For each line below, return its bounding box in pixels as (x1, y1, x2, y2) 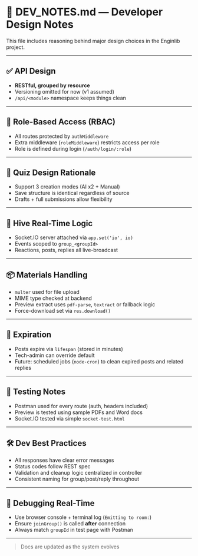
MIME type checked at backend (14, 294, 93, 302)
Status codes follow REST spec (14, 463, 91, 470)
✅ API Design (6, 66, 56, 76)
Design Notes (6, 18, 74, 31)
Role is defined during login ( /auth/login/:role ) (14, 145, 131, 152)
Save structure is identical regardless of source (14, 190, 130, 197)
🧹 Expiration (6, 330, 52, 340)
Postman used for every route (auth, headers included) (14, 402, 148, 409)
